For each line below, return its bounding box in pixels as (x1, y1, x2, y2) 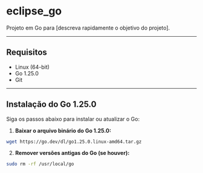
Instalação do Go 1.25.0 (6, 99, 97, 110)
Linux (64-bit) (14, 63, 50, 71)
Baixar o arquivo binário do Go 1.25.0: (14, 127, 112, 134)
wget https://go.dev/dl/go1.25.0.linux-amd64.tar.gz (6, 139, 142, 145)
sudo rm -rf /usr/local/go (6, 161, 74, 167)
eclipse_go (6, 4, 62, 18)
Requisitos (6, 47, 47, 58)
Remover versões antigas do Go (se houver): (14, 149, 130, 157)
